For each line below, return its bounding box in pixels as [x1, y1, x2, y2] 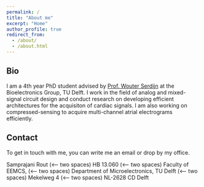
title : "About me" [6, 15, 53, 21]
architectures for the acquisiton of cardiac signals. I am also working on [6, 102, 187, 109]
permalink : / [6, 9, 40, 15]
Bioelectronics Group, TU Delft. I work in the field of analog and [6, 88, 167, 96]
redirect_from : [6, 32, 45, 38]
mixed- [168, 88, 186, 96]
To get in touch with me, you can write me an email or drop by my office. [6, 148, 190, 156]
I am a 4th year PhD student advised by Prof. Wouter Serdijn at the [6, 82, 175, 90]
